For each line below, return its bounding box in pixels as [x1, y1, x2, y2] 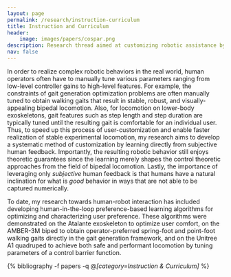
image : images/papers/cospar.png [19, 36, 115, 43]
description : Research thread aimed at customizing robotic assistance [7, 42, 217, 49]
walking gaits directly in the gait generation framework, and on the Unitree [7, 234, 218, 242]
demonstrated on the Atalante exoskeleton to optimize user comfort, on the [7, 219, 220, 228]
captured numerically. [7, 184, 69, 192]
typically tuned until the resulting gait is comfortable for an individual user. [7, 118, 217, 126]
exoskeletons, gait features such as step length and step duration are [7, 111, 203, 119]
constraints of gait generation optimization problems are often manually [7, 89, 210, 97]
